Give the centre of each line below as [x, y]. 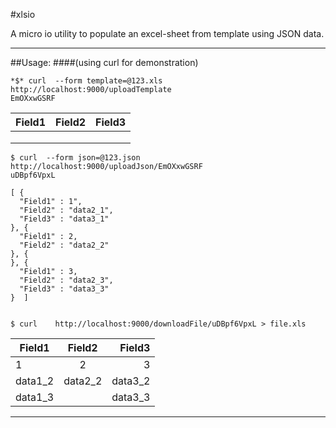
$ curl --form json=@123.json [75, 158]
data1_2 [35, 381]
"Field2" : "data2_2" [64, 245]
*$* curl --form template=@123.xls [86, 81]
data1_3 [35, 397]
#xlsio [23, 14]
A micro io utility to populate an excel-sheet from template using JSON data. [167, 33]
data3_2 [131, 381]
